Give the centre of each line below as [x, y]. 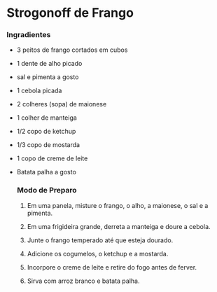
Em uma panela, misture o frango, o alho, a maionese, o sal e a [118, 205]
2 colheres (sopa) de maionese [62, 104]
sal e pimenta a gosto [48, 77]
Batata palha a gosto [46, 172]
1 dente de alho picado [49, 64]
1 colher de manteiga [47, 118]
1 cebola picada [39, 91]
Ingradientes [29, 35]
